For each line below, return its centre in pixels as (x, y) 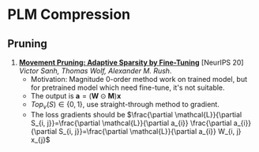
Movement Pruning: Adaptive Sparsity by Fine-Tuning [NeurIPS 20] (131, 62)
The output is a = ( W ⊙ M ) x (76, 96)
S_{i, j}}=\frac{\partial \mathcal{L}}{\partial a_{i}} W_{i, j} (150, 131)
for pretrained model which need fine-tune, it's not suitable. (128, 87)
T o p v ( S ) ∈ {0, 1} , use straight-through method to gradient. (125, 106)
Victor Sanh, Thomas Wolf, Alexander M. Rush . (95, 71)
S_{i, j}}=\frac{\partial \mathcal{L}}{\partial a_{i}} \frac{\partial (131, 123)
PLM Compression (69, 15)
